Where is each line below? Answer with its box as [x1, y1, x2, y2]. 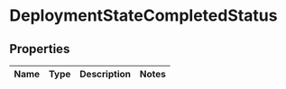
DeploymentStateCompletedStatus [9, 5, 278, 26]
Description [79, 68, 131, 80]
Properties [9, 41, 70, 57]
